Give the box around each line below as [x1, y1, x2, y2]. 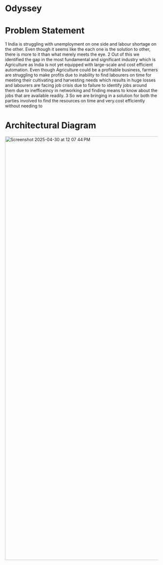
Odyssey [5, 3, 42, 14]
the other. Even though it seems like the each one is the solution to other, [5, 47, 151, 52]
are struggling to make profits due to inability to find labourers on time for [5, 72, 152, 78]
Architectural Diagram [5, 120, 97, 131]
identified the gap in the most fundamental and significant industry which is [5, 57, 156, 63]
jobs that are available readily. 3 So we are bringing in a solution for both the [5, 93, 157, 98]
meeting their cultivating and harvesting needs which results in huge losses [5, 77, 156, 83]
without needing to [5, 103, 43, 109]
